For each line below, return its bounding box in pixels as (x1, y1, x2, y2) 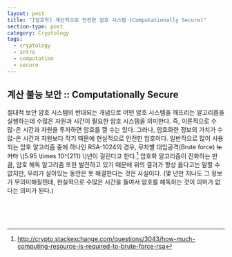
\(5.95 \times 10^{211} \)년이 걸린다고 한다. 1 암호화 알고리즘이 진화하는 (19, 151, 211, 160)
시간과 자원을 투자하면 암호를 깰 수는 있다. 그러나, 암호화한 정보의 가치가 (23, 126, 216, 134)
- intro (13, 49, 36, 56)
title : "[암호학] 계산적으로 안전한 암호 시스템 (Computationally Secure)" (7, 17, 207, 23)
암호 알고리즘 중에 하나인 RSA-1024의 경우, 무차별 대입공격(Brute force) (19, 143, 215, 151)
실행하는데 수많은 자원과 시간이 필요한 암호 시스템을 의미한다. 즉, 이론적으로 (7, 117, 210, 125)
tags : (7, 36, 23, 43)
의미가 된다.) (19, 187, 54, 195)
